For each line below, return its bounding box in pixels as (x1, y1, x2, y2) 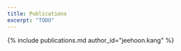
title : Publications (7, 10, 68, 17)
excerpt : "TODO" (7, 17, 55, 24)
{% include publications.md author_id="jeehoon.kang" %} (7, 36, 175, 44)
